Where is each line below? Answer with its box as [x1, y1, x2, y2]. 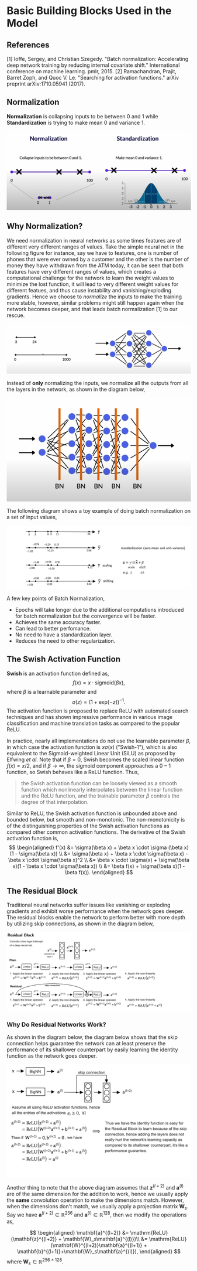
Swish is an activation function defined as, [6, 670, 110, 677]
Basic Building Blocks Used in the [6, 4, 172, 18]
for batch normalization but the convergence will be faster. [15, 612, 157, 619]
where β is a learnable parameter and [6, 688, 97, 695]
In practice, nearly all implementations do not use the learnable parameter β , [6, 737, 191, 745]
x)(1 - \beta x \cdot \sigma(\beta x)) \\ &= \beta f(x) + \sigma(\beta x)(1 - [12, 863, 185, 870]
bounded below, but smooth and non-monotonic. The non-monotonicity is [6, 816, 185, 823]
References [6, 40, 50, 50]
